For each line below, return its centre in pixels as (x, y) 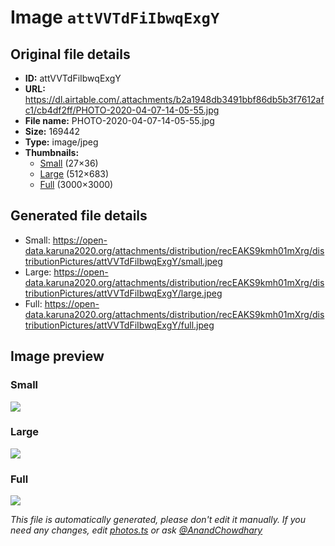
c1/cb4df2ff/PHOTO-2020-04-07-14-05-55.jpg (122, 110)
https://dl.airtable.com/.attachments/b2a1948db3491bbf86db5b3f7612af (174, 99)
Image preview (57, 356)
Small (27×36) (69, 163)
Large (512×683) (74, 174)
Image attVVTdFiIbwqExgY (115, 17)
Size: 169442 (52, 131)
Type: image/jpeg (61, 142)
